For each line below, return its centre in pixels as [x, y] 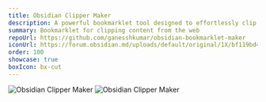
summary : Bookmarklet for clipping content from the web [104, 30]
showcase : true [33, 60]
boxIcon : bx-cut [35, 67]
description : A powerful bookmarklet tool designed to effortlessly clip [133, 23]
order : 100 [26, 52]
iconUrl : [23, 45]
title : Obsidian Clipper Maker [60, 15]
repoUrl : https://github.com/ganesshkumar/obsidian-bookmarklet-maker [127, 38]
